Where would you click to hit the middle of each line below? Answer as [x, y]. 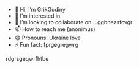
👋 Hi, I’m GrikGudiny [40, 9]
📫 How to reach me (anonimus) [55, 29]
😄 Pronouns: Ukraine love [47, 38]
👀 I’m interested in [37, 16]
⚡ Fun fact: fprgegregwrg [47, 45]
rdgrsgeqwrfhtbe [27, 59]
